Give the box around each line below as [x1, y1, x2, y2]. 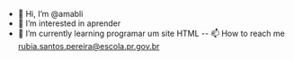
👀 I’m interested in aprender [17, 18, 121, 29]
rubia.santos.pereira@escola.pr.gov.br [17, 41, 160, 51]
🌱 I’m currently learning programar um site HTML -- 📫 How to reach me [17, 28, 286, 39]
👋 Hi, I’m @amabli [17, 9, 84, 19]
